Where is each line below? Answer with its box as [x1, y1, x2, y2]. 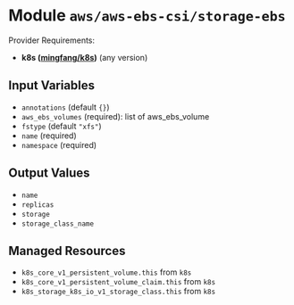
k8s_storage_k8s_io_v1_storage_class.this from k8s [21, 286, 216, 297]
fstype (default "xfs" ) [21, 120, 102, 131]
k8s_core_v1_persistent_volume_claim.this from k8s [21, 276, 216, 287]
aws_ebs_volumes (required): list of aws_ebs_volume [21, 111, 210, 121]
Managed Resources [8, 243, 126, 259]
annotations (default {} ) [21, 102, 110, 112]
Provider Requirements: [8, 35, 96, 45]
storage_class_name [21, 219, 95, 228]
